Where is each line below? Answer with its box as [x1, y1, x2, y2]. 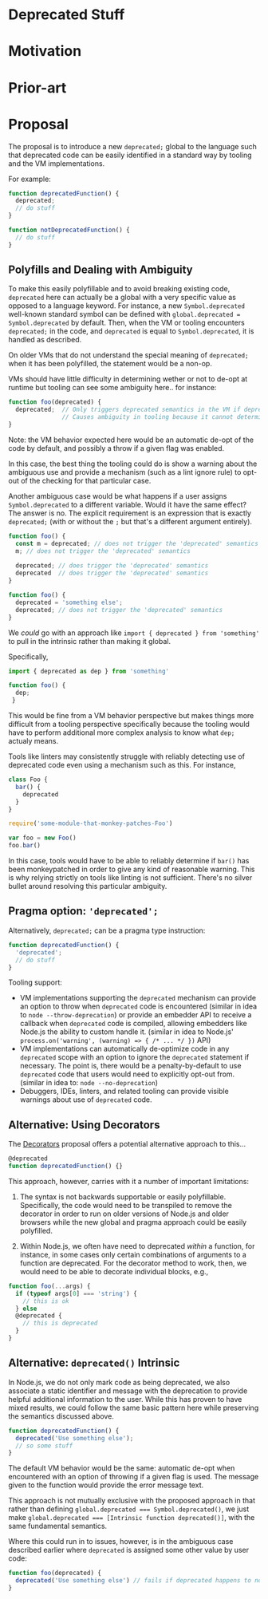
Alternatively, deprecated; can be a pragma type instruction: [8, 926, 206, 935]
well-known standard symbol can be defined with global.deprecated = [8, 310, 241, 319]
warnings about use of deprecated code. [19, 1095, 153, 1104]
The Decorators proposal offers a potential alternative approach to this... [8, 1139, 246, 1149]
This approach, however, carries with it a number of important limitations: [8, 1176, 250, 1186]
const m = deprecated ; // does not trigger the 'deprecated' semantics [15, 539, 259, 547]
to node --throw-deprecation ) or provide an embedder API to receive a [19, 1010, 252, 1020]
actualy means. [8, 736, 58, 746]
